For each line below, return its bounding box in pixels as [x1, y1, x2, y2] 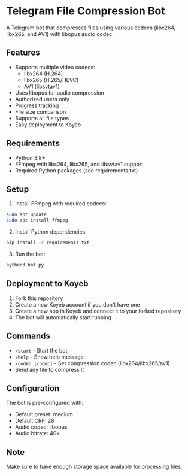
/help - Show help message [14, 353, 84, 360]
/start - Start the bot [14, 347, 68, 354]
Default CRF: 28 [14, 417, 54, 425]
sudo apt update [6, 211, 47, 218]
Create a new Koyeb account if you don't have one [14, 301, 140, 308]
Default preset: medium [14, 411, 74, 418]
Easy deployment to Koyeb [14, 121, 81, 128]
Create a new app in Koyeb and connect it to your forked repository [14, 307, 181, 314]
